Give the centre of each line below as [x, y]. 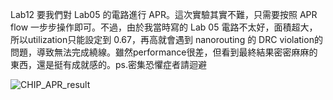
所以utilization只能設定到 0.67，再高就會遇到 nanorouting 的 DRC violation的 [166, 39]
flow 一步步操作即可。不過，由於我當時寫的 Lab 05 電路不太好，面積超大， [164, 27]
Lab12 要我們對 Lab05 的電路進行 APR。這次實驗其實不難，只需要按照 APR [164, 14]
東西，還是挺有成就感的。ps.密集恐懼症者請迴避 [108, 64]
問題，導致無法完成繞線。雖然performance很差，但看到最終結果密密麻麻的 [164, 52]
